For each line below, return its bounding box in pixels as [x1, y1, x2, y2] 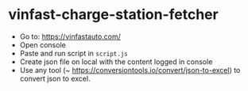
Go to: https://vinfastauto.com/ [19, 32, 122, 41]
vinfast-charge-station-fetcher [8, 6, 219, 24]
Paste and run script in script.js [19, 48, 129, 58]
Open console [19, 40, 66, 49]
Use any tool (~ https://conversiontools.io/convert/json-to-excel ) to [19, 65, 241, 74]
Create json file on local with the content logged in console [19, 57, 213, 66]
